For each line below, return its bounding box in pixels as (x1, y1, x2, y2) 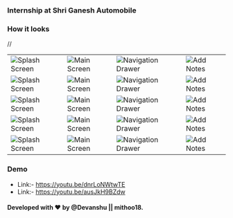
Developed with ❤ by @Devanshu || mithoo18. (7, 203, 144, 212)
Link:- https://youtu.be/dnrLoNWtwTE (17, 180, 126, 188)
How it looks (7, 24, 50, 33)
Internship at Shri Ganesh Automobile (7, 6, 137, 15)
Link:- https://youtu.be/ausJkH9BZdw (17, 188, 126, 196)
